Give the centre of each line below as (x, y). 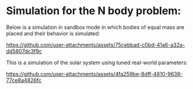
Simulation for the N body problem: (94, 11)
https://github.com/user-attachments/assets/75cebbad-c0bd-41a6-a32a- (96, 45)
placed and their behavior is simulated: (53, 33)
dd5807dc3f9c (24, 51)
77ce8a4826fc (24, 80)
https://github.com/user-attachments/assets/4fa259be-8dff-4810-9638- (94, 74)
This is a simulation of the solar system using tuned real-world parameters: (97, 62)
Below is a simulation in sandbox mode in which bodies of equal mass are (95, 27)
